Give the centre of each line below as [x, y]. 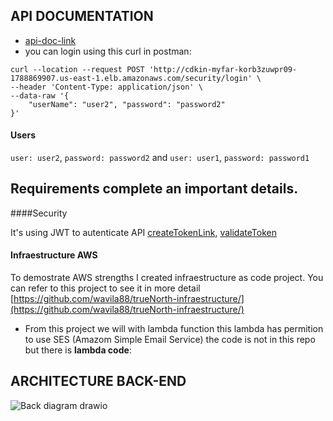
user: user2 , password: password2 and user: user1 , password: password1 [160, 158]
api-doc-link [50, 40]
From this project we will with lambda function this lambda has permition [174, 329]
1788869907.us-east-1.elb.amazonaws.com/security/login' [131, 78]
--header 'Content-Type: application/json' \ [106, 87]
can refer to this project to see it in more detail [105, 288]
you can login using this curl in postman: [108, 51]
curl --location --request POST [77, 69]
